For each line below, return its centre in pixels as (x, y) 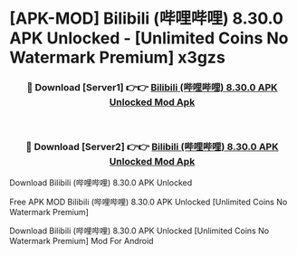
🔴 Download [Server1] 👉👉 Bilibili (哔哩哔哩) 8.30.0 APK (152, 88)
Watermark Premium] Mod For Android (81, 241)
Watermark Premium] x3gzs (118, 57)
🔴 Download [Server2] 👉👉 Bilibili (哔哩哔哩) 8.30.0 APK (152, 147)
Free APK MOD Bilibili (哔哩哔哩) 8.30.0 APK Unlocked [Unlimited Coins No (148, 202)
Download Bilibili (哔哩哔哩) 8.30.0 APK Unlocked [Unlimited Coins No (139, 231)
